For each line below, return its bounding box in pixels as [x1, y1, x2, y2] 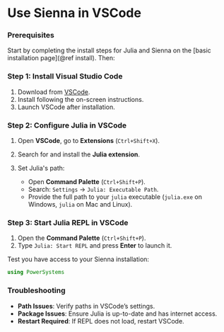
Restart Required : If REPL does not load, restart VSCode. [17, 316, 185, 325]
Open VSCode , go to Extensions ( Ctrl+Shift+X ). [17, 137, 160, 145]
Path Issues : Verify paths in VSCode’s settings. [17, 302, 155, 310]
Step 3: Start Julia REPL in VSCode [7, 218, 129, 227]
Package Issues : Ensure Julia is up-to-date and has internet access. [17, 309, 218, 318]
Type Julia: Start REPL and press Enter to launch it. [17, 241, 172, 250]
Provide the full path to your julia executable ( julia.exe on [28, 193, 203, 201]
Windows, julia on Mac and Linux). [28, 200, 133, 209]
